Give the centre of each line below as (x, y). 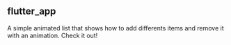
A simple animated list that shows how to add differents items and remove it (115, 28)
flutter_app (32, 11)
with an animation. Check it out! (53, 35)
